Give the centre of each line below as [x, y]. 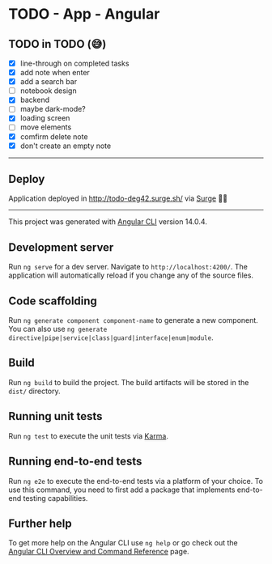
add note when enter [55, 73]
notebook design [48, 91]
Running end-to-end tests [75, 462]
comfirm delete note [54, 136]
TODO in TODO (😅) [57, 44]
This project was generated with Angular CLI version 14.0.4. [108, 222]
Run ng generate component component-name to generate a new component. [134, 320]
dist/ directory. [34, 391]
